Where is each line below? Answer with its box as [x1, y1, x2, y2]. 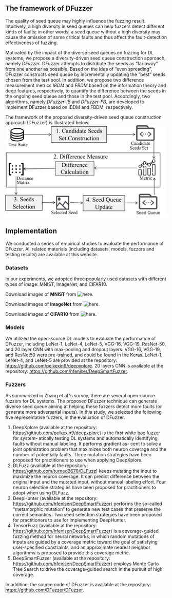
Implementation [5, 227, 58, 236]
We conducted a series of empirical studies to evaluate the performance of [5, 240, 164, 246]
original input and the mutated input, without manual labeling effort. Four [12, 479, 166, 485]
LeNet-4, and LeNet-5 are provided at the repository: [5, 357, 118, 363]
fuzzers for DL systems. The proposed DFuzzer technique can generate [5, 398, 158, 404]
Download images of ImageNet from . [5, 301, 100, 307]
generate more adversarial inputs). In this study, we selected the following [5, 409, 162, 415]
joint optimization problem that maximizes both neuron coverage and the [12, 446, 167, 452]
